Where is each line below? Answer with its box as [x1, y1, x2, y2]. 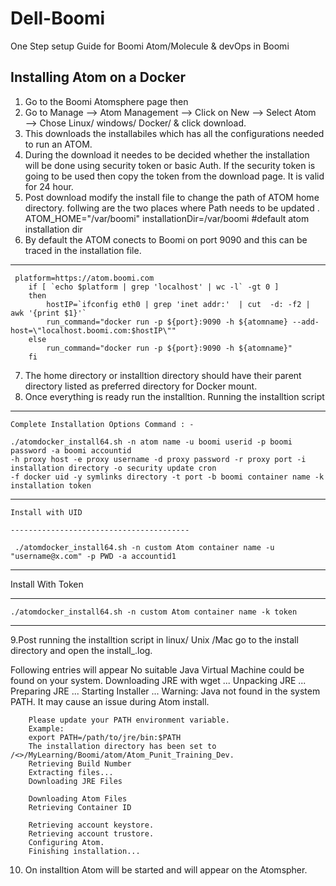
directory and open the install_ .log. [10, 644, 153, 656]
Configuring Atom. [28, 837, 105, 847]
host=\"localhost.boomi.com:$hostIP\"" [10, 325, 177, 336]
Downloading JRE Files [28, 776, 123, 786]
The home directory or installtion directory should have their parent [24, 369, 302, 381]
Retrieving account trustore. [28, 828, 155, 839]
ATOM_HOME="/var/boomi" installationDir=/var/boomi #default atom [24, 212, 310, 224]
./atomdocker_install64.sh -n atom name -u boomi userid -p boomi [10, 437, 293, 447]
